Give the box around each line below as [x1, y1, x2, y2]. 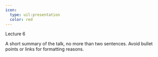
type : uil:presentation [10, 12, 60, 17]
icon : [5, 7, 17, 13]
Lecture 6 [5, 31, 25, 37]
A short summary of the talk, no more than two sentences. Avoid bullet [5, 41, 153, 47]
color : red [10, 17, 33, 22]
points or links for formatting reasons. [5, 46, 84, 52]
